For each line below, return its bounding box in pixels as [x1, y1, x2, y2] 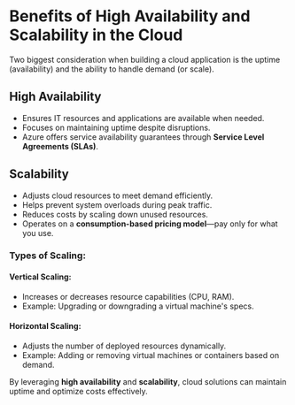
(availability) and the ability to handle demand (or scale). [9, 64, 214, 74]
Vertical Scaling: [9, 271, 72, 282]
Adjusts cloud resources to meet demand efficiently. [21, 190, 213, 201]
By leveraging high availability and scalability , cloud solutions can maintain [9, 376, 287, 386]
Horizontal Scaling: [9, 321, 82, 332]
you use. [21, 227, 54, 238]
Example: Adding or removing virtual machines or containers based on [21, 349, 280, 360]
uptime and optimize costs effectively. [9, 386, 148, 396]
